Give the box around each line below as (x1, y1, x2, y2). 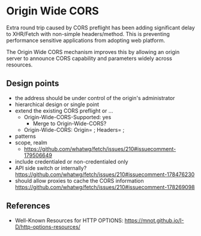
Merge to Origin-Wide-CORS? (32, 120, 107, 127)
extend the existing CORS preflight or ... (14, 107, 113, 114)
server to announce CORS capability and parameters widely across (6, 55, 172, 62)
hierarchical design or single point (14, 101, 100, 108)
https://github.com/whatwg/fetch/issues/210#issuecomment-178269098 (14, 183, 195, 190)
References (6, 201, 50, 211)
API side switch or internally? (14, 164, 87, 171)
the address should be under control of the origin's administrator (14, 94, 175, 101)
